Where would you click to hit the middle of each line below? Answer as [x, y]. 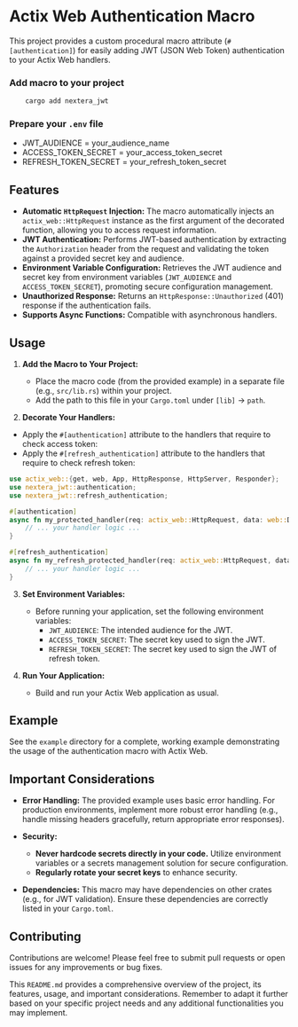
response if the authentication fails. [86, 306]
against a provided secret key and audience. [103, 258]
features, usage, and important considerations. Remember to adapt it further [149, 994]
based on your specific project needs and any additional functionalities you [146, 1003]
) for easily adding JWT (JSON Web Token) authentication [179, 50]
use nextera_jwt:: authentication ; [73, 487]
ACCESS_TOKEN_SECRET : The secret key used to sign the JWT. [157, 639]
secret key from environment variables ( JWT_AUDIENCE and [127, 278]
